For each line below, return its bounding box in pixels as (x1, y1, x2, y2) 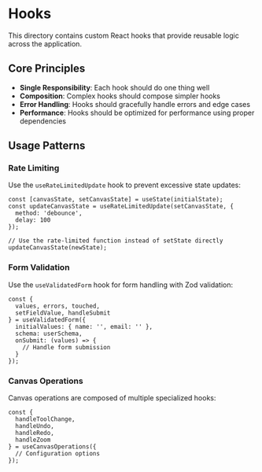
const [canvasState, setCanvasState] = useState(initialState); (8, 196, 223, 204)
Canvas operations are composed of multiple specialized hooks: (8, 393, 216, 403)
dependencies (19, 116, 67, 126)
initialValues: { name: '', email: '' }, (15, 323, 153, 330)
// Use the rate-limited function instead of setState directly (8, 237, 223, 245)
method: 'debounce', (15, 209, 83, 217)
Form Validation (8, 262, 70, 273)
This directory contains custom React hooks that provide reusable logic (8, 31, 240, 40)
